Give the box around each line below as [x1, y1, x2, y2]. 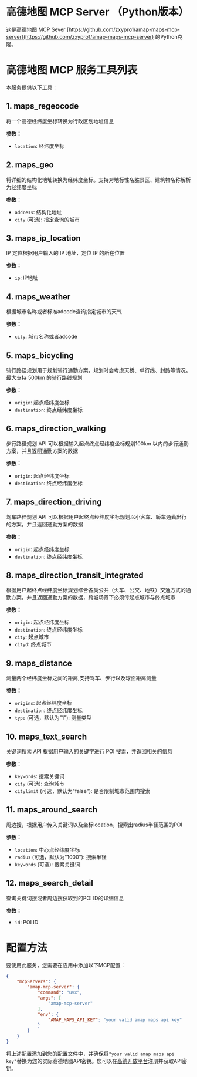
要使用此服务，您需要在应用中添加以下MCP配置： [6, 961, 126, 968]
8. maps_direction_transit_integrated [6, 570, 144, 580]
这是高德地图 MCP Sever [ [6, 26, 69, 33]
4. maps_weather [6, 292, 71, 302]
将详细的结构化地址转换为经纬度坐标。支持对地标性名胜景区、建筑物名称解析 [6, 176, 191, 183]
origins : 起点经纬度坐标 [14, 700, 72, 707]
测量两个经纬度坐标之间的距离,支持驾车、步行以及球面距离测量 [6, 674, 157, 681]
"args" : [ [37, 995, 62, 1001]
